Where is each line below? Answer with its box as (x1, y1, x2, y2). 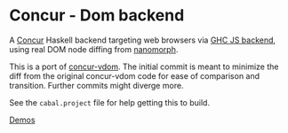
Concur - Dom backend (9, 5, 185, 26)
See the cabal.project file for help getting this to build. (9, 97, 211, 107)
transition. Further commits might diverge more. (9, 80, 184, 90)
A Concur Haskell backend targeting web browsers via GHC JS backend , (9, 35, 276, 45)
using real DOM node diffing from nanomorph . (9, 43, 179, 54)
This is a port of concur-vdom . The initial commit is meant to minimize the (9, 61, 279, 72)
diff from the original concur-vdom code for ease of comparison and (9, 70, 260, 81)
